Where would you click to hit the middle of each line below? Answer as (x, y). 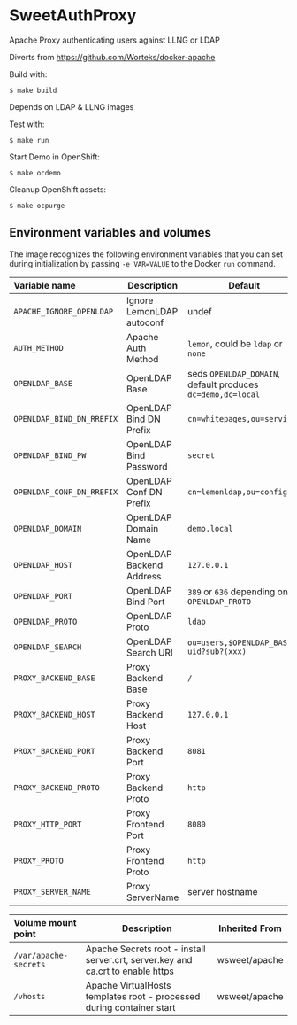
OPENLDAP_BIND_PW (50, 455)
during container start (130, 1007)
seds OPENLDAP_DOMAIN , (234, 373)
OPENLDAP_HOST (43, 565)
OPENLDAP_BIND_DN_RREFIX (66, 419)
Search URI (150, 652)
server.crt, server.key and (139, 959)
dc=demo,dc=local (224, 394)
